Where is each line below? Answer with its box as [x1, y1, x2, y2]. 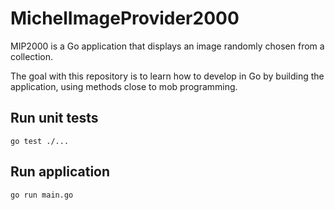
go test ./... [10, 136, 70, 146]
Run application [10, 163, 111, 181]
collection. [10, 50, 54, 62]
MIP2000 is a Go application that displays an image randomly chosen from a [10, 40, 325, 52]
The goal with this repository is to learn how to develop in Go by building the [10, 70, 325, 82]
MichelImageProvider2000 [10, 7, 240, 30]
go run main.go [10, 190, 74, 200]
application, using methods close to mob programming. [10, 80, 238, 92]
